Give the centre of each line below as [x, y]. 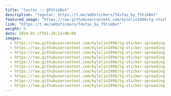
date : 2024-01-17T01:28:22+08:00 [41, 34]
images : [13, 39]
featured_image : [22, 19]
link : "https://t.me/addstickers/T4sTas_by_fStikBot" [64, 24]
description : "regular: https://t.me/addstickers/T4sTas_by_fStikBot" [82, 15]
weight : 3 [16, 29]
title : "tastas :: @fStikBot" [37, 10]
